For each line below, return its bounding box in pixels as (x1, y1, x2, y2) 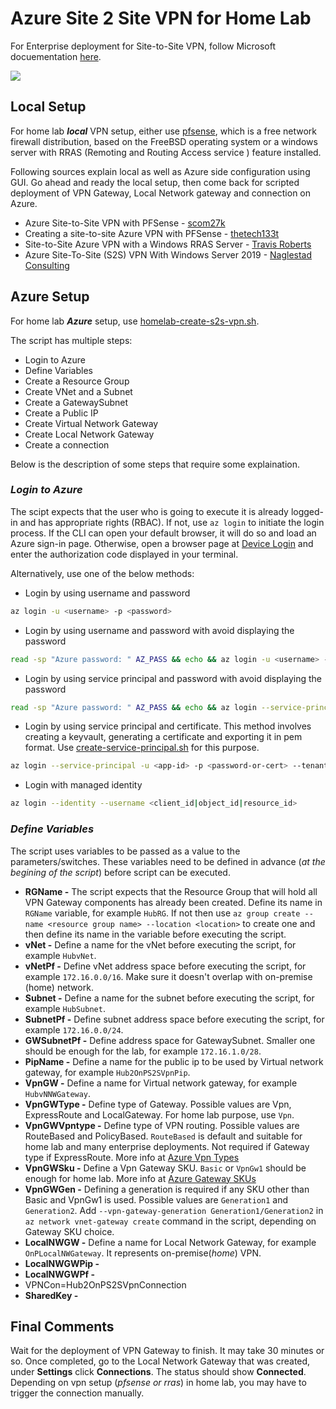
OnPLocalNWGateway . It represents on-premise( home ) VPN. (24, 1247, 262, 1259)
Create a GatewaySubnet (24, 396, 129, 408)
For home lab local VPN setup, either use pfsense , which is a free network (10, 125, 318, 137)
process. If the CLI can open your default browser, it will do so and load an (10, 527, 317, 539)
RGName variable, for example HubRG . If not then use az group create (24, 907, 301, 919)
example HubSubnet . (24, 1002, 106, 1014)
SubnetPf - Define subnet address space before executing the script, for (24, 1013, 325, 1025)
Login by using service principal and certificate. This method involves (24, 720, 312, 732)
